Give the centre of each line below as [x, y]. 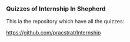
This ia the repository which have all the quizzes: [65, 22]
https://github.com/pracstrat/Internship [54, 33]
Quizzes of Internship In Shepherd [56, 9]
